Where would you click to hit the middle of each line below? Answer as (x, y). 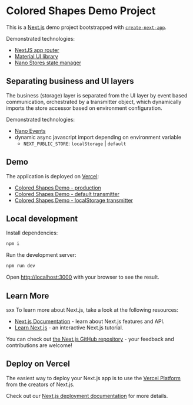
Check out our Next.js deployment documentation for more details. (87, 396)
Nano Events (30, 130)
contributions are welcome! (39, 345)
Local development (42, 219)
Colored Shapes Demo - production (58, 188)
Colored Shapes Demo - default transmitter (67, 194)
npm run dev (21, 266)
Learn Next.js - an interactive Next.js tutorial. (69, 327)
